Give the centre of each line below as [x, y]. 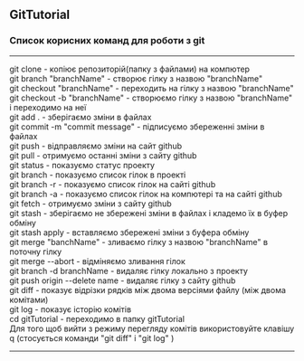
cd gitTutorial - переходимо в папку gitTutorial [97, 318]
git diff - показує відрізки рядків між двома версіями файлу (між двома [148, 290]
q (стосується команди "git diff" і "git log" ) [92, 337]
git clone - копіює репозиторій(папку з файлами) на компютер [130, 69]
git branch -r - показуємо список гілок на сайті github [113, 184]
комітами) [29, 299]
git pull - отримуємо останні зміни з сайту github [103, 155]
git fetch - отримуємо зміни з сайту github [90, 204]
